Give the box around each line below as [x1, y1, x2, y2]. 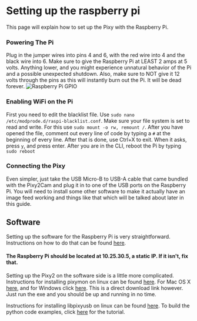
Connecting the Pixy [6, 162, 66, 170]
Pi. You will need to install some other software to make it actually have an [6, 188, 185, 195]
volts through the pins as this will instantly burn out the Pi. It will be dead [6, 76, 182, 83]
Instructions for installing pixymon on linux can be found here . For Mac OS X [6, 278, 191, 285]
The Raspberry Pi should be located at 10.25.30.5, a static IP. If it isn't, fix [6, 253, 188, 260]
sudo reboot [6, 148, 35, 154]
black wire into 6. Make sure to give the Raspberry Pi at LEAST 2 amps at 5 [6, 58, 188, 65]
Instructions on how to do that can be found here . [6, 239, 126, 246]
